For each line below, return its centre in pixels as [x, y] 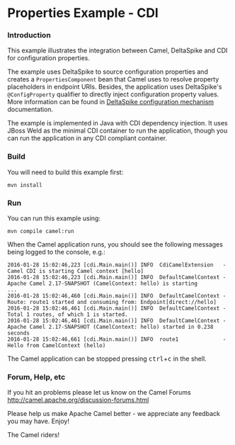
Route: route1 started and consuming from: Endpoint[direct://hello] [112, 303]
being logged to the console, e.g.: [57, 252]
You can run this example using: [54, 218]
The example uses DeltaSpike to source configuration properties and [108, 72]
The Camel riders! [34, 435]
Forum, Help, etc [36, 377]
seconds [19, 333]
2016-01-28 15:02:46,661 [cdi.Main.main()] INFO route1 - [117, 339]
